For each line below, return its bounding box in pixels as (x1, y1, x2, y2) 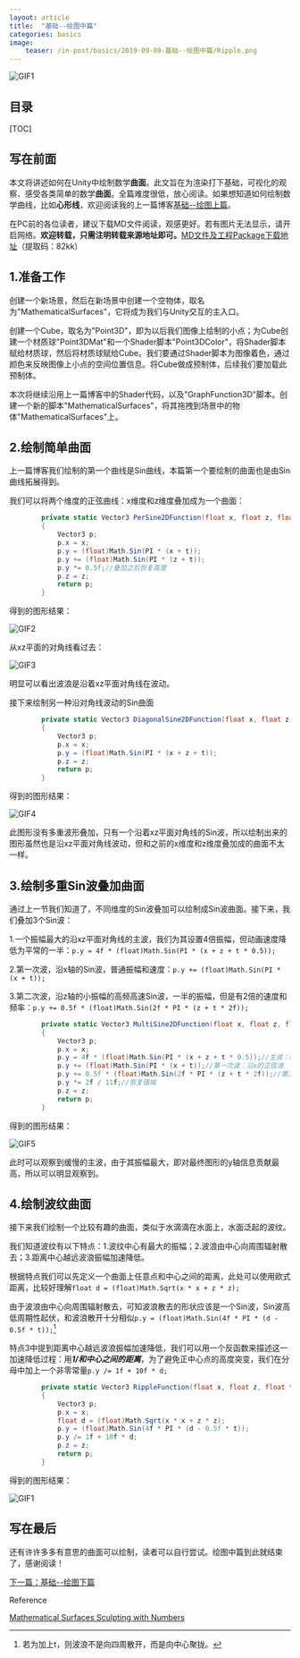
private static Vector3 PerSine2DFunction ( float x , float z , (41, 514, 274, 523)
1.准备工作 (9, 269, 66, 285)
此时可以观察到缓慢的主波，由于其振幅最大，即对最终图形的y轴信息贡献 (9, 1156, 272, 1168)
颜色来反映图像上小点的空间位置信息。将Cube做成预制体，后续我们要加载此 (9, 359, 287, 370)
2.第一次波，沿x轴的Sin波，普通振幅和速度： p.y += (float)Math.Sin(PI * (9, 964, 281, 974)
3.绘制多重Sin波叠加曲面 (9, 878, 145, 893)
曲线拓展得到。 (9, 476, 64, 488)
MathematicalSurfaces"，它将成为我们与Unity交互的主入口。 (21, 306, 244, 317)
